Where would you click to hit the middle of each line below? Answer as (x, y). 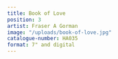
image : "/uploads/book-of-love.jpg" (59, 32)
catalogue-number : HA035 (43, 39)
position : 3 (24, 20)
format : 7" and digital (41, 45)
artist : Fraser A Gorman (43, 26)
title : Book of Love (37, 13)
